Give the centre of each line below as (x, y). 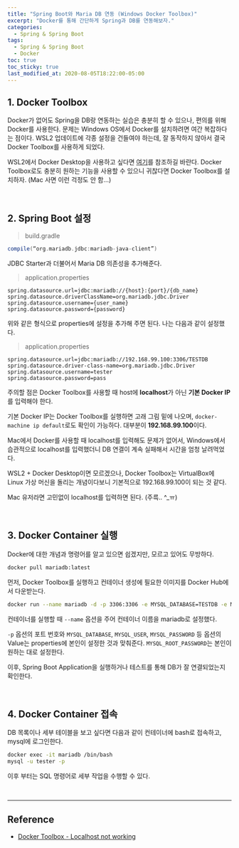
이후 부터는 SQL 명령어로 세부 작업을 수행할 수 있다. (79, 776)
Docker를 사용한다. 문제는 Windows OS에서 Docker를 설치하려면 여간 (105, 129)
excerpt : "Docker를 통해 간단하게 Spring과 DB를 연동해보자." (91, 21)
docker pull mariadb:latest (49, 567)
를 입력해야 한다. (30, 401)
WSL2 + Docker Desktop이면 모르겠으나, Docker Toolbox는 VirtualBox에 (111, 473)
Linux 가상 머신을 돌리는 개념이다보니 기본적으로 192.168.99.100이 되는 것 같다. (117, 482)
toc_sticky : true (33, 67)
